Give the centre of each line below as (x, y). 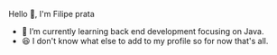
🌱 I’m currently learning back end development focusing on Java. (143, 31)
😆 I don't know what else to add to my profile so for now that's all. (145, 41)
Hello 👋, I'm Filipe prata (52, 14)
